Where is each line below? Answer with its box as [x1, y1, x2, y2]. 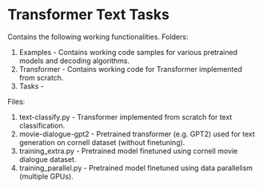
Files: [7, 96, 26, 106]
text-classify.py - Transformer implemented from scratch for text [18, 112, 233, 121]
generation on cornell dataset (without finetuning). [18, 137, 185, 147]
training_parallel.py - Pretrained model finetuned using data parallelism [18, 163, 253, 172]
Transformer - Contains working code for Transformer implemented [18, 64, 243, 73]
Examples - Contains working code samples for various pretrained [18, 47, 237, 57]
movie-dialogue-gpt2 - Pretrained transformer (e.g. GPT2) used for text [18, 129, 255, 139]
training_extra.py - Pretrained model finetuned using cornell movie [18, 146, 238, 156]
